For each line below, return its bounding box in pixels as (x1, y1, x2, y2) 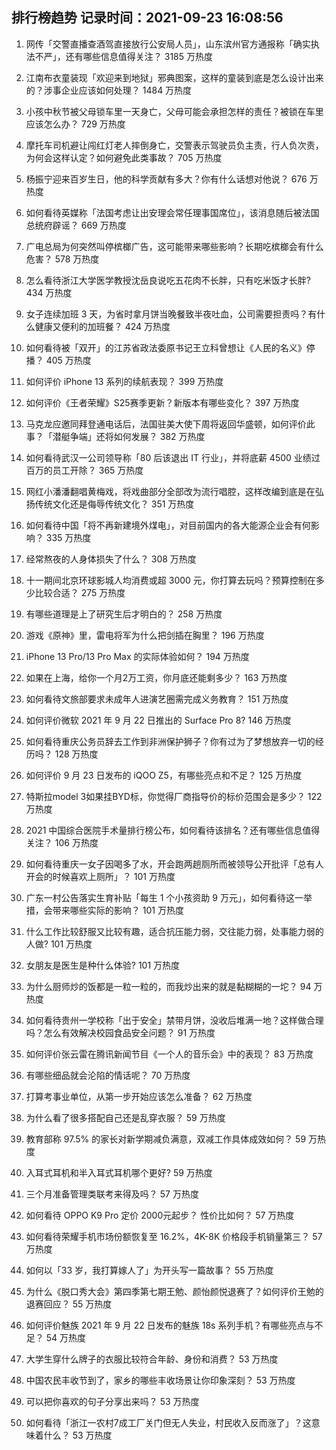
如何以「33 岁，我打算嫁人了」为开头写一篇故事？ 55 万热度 (25, 1264, 274, 1276)
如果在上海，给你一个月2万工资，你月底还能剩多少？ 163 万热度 (25, 671, 288, 683)
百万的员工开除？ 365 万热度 (25, 464, 144, 476)
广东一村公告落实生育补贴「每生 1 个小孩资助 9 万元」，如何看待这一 (25, 891, 304, 903)
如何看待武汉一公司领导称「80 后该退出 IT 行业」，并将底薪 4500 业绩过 (25, 451, 321, 463)
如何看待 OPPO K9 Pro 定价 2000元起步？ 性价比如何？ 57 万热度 (25, 1209, 295, 1221)
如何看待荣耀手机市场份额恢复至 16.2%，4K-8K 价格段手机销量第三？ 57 (25, 1230, 323, 1242)
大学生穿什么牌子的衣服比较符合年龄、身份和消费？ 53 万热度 (25, 1353, 279, 1365)
